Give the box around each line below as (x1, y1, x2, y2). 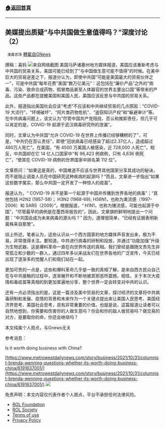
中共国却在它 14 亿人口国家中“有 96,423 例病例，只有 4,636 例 (13, 151, 140, 156)
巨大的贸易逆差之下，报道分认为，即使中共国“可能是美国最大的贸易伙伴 (5, 74, 149, 80)
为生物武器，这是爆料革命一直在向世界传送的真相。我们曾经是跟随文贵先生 (5, 244, 156, 250)
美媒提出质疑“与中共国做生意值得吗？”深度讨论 (5, 28, 148, 37)
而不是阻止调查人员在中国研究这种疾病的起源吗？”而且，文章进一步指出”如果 (5, 174, 160, 180)
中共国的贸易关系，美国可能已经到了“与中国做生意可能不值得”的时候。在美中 (5, 68, 160, 74)
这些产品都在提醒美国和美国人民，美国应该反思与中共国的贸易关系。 (13, 93, 151, 99)
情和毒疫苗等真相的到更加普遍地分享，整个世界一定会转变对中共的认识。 (5, 279, 151, 285)
